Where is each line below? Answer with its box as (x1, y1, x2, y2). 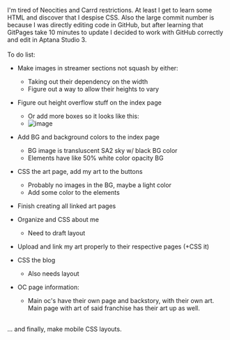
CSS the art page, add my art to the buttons (17, 168, 143, 175)
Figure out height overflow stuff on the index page (17, 98, 162, 107)
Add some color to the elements (27, 189, 120, 196)
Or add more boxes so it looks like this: (27, 112, 139, 120)
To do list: (7, 50, 36, 59)
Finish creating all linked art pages (17, 202, 116, 210)
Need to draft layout (27, 229, 86, 237)
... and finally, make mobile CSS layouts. (7, 325, 122, 333)
